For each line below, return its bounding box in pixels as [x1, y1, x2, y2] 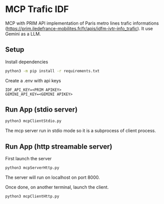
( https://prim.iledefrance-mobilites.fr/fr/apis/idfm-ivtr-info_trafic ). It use [5, 25, 153, 31]
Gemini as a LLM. [5, 31, 41, 37]
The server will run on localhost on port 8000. [5, 174, 100, 180]
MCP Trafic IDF [5, 4, 69, 15]
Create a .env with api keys [5, 77, 61, 83]
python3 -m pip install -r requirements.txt [5, 68, 100, 73]
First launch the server [5, 156, 52, 162]
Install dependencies [5, 59, 49, 65]
